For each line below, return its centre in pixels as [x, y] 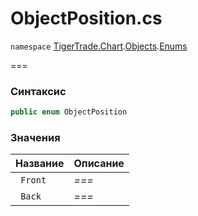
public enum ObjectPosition [69, 112]
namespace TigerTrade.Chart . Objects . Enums [99, 46]
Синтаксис [38, 91]
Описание [99, 164]
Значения [35, 138]
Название [40, 164]
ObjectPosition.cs [86, 18]
